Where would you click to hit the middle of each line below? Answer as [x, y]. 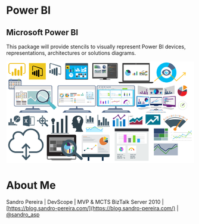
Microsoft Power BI [42, 32]
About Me [31, 186]
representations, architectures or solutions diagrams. [71, 53]
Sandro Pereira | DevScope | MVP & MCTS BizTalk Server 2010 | [85, 202]
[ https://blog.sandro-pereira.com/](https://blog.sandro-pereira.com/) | [92, 208]
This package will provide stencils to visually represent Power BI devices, [96, 46]
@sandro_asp [23, 214]
